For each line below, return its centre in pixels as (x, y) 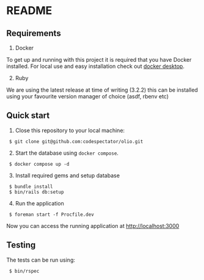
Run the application (39, 203)
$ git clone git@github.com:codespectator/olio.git (76, 141)
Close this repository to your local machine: (70, 130)
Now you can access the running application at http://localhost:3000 (93, 226)
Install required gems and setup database (67, 175)
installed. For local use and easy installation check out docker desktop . (96, 66)
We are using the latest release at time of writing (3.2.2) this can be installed (102, 90)
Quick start (28, 116)
